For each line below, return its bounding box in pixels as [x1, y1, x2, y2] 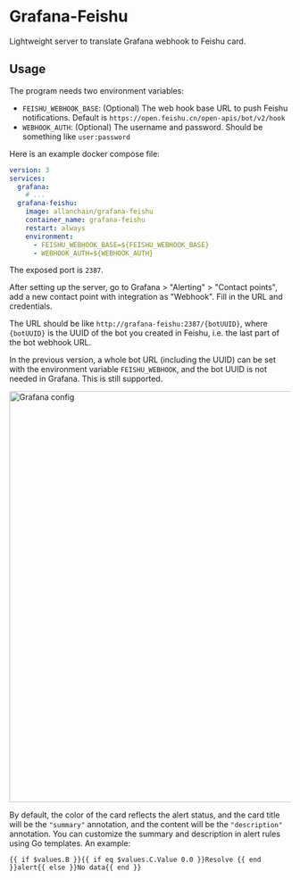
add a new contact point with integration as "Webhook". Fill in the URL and [9, 292, 283, 303]
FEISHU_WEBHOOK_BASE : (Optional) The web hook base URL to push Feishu [21, 103, 288, 113]
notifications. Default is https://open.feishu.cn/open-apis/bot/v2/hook [21, 112, 286, 122]
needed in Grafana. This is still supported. [9, 373, 163, 385]
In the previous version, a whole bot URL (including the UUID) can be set [9, 354, 277, 365]
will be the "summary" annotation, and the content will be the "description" [9, 819, 283, 830]
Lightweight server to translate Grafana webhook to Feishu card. [9, 36, 246, 46]
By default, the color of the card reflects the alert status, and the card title [9, 809, 280, 820]
